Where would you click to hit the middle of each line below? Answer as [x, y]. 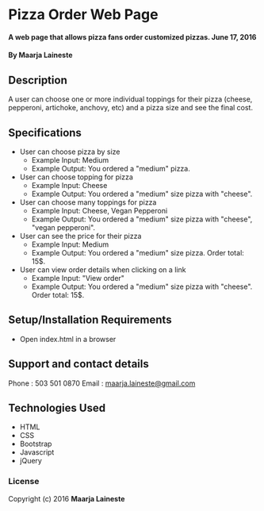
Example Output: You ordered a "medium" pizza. [111, 169]
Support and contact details [78, 364]
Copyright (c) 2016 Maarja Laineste [67, 498]
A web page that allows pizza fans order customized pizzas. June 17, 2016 [132, 36]
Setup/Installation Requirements [90, 320]
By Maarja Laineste [40, 55]
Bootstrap [36, 444]
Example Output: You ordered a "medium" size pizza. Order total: [138, 253]
